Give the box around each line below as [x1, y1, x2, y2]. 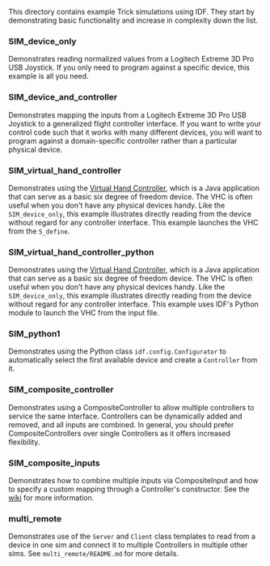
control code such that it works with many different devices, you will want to [8, 127, 263, 137]
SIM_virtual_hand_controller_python [8, 247, 154, 258]
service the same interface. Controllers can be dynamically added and [8, 411, 243, 421]
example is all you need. [8, 71, 89, 81]
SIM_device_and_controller [8, 92, 118, 103]
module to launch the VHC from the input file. [8, 308, 159, 318]
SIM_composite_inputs [8, 457, 100, 469]
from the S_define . [8, 226, 70, 236]
